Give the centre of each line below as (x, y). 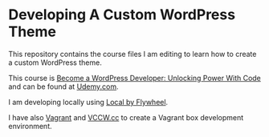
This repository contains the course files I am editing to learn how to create (132, 54)
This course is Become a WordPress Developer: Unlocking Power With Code (134, 78)
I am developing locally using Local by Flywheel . (88, 102)
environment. (30, 126)
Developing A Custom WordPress (122, 15)
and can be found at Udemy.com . (63, 87)
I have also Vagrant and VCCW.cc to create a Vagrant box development (126, 117)
